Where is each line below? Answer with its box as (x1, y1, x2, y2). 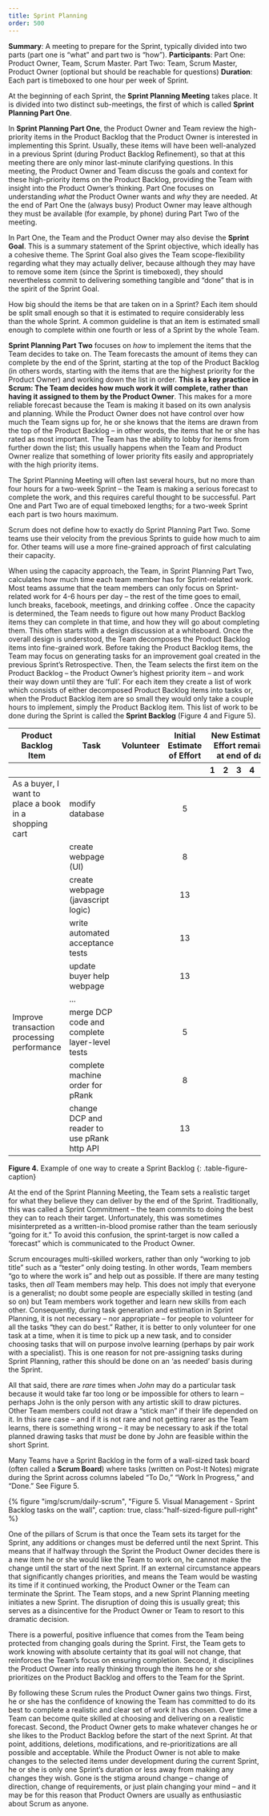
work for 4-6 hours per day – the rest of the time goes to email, (33, 591, 242, 601)
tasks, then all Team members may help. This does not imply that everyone (8, 1280, 256, 1289)
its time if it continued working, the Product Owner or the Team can (8, 1580, 231, 1590)
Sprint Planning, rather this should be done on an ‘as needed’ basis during (8, 1356, 253, 1365)
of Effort (168, 750, 202, 761)
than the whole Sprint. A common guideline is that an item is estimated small (8, 316, 260, 326)
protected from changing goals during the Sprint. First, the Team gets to (8, 1638, 246, 1648)
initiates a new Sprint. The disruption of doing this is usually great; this (8, 1597, 240, 1607)
